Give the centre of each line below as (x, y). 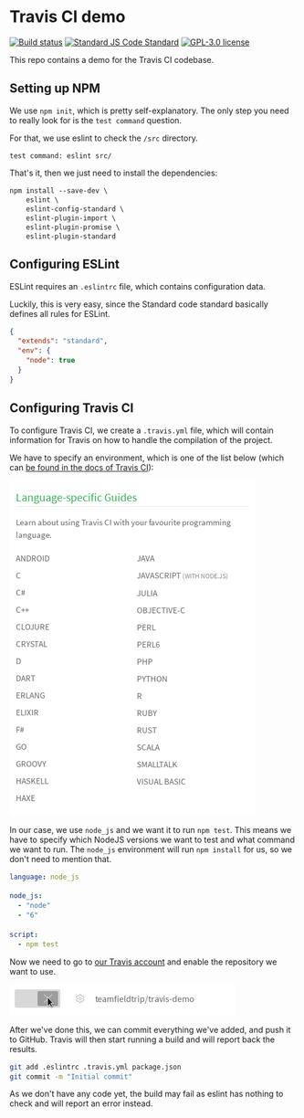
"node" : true (51, 361)
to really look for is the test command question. (96, 120)
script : (24, 934)
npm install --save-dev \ (58, 190)
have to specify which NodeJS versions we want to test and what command (152, 839)
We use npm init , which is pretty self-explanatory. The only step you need (149, 111)
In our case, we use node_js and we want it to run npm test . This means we (151, 829)
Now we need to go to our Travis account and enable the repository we (143, 962)
